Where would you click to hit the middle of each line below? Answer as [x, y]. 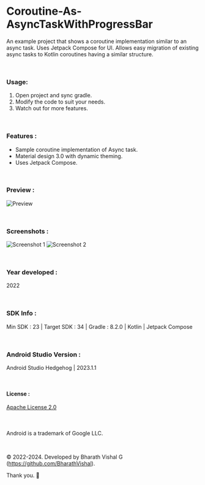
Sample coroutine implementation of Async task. [76, 149]
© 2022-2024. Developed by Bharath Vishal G [65, 457]
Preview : [20, 190]
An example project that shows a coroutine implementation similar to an [97, 41]
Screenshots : [28, 231]
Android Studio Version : [43, 355]
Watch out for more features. [52, 108]
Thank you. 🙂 [23, 475]
